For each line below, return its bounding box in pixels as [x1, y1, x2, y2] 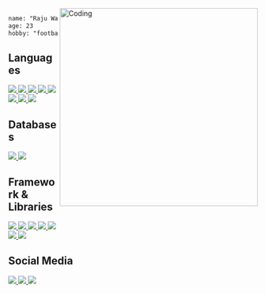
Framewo [8, 175, 55, 188]
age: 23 [8, 21, 34, 30]
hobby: [8, 29, 30, 37]
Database [8, 118, 57, 131]
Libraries [8, 200, 53, 213]
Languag [8, 51, 53, 65]
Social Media [8, 254, 74, 268]
